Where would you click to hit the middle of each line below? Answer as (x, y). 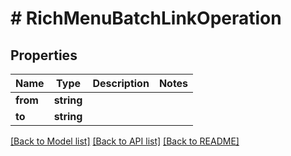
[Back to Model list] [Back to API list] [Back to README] (125, 141)
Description (121, 83)
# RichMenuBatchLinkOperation (146, 18)
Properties (44, 55)
